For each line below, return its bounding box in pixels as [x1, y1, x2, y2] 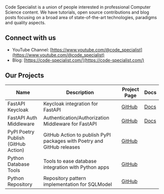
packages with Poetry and [43, 137, 103, 144]
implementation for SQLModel [43, 181, 112, 188]
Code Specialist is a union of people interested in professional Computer [5, 4, 151, 10]
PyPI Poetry [7, 128, 35, 135]
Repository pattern [43, 174, 86, 181]
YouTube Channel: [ [12, 46, 52, 53]
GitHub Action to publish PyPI [43, 131, 111, 138]
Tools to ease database [43, 157, 97, 164]
